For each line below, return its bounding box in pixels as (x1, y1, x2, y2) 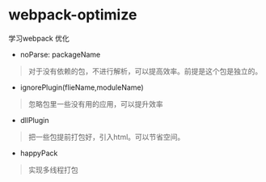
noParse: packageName (19, 49, 101, 59)
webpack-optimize (8, 6, 137, 24)
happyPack (19, 148, 58, 158)
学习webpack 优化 (8, 33, 70, 43)
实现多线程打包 (27, 164, 78, 175)
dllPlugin (19, 115, 50, 125)
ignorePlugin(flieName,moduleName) (19, 83, 144, 92)
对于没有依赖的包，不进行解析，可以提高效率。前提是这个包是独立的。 (27, 66, 263, 76)
